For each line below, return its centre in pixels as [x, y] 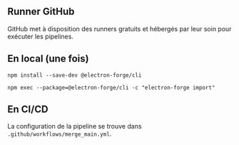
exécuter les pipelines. [40, 36]
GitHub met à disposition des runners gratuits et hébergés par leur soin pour [119, 28]
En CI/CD [28, 109]
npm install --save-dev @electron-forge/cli [75, 75]
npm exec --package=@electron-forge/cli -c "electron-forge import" [111, 87]
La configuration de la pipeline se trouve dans [75, 127]
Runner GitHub [41, 12]
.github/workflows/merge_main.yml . [60, 134]
